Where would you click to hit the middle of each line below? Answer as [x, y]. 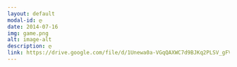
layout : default [31, 14]
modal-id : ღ [25, 20]
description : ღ [30, 46]
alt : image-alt [30, 40]
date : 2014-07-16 [33, 27]
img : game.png [28, 33]
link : [15, 53]
